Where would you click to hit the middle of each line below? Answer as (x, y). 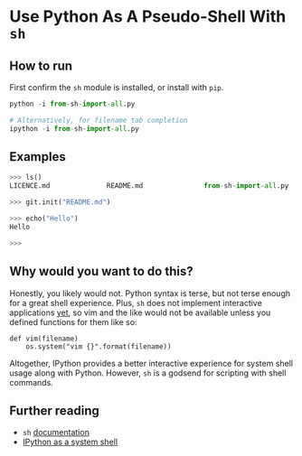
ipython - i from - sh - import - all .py (75, 128)
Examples (38, 157)
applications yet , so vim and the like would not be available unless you (140, 312)
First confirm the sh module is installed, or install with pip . (117, 87)
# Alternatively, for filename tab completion (99, 120)
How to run (41, 65)
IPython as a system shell (70, 442)
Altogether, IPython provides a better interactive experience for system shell (151, 363)
